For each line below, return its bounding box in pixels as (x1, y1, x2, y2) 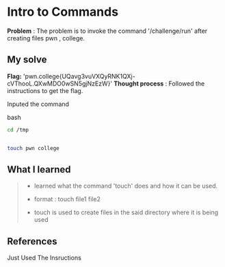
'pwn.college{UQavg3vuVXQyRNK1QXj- (23, 72, 135, 80)
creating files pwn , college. (7, 34, 85, 42)
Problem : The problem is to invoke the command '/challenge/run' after (7, 27, 208, 35)
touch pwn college (7, 144, 59, 151)
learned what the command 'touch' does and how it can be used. (34, 182, 218, 190)
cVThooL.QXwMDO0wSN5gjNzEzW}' (7, 79, 113, 88)
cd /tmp (7, 126, 29, 133)
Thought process (114, 79, 164, 88)
